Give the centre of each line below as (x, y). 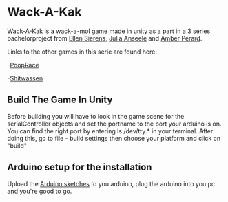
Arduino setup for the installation (80, 167)
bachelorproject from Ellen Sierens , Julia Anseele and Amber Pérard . (105, 38)
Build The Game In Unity (60, 100)
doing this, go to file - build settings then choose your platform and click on (114, 138)
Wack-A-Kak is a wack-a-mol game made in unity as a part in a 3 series (109, 31)
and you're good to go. (40, 191)
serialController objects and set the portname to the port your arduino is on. (114, 124)
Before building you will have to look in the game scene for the (96, 116)
